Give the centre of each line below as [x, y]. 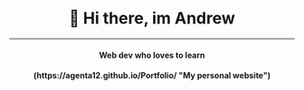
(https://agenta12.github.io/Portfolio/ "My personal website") [152, 76]
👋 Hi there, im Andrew [152, 18]
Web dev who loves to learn [152, 55]
